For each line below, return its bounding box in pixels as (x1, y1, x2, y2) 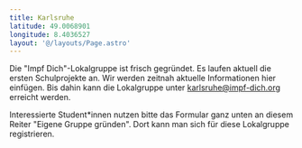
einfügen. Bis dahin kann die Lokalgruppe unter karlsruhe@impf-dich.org (9, 82, 281, 93)
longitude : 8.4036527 (9, 30, 91, 39)
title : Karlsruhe (9, 13, 75, 23)
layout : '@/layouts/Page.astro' (9, 38, 131, 48)
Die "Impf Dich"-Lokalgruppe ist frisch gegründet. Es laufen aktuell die (9, 63, 272, 74)
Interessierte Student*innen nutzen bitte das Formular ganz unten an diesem (9, 109, 294, 120)
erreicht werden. (9, 92, 71, 103)
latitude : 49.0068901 (9, 22, 91, 31)
